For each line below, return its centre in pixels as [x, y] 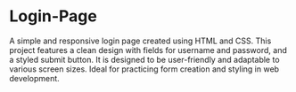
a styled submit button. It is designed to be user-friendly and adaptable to [144, 59]
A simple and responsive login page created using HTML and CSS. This [140, 41]
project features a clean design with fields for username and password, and [148, 50]
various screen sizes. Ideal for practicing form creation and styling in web [144, 69]
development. [34, 78]
